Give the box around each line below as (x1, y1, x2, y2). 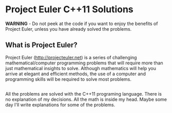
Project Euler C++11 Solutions (5, 4, 133, 15)
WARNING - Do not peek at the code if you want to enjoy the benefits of (5, 20, 158, 27)
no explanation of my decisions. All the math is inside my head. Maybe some (5, 96, 167, 103)
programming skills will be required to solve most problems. (5, 76, 132, 82)
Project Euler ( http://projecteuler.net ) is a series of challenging (5, 54, 137, 60)
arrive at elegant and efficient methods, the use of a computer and (5, 71, 146, 77)
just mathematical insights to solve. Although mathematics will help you (5, 65, 157, 71)
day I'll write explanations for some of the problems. (5, 102, 116, 108)
